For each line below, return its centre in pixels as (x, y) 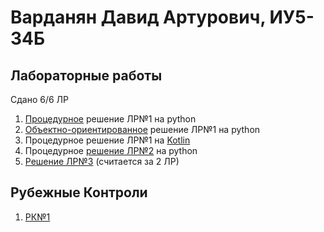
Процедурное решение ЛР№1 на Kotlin (107, 140)
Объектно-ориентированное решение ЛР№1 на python (142, 129)
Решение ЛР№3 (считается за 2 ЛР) (102, 161)
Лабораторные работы (86, 75)
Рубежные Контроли (79, 192)
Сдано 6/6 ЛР (40, 99)
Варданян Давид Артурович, (138, 17)
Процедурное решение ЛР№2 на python (111, 150)
